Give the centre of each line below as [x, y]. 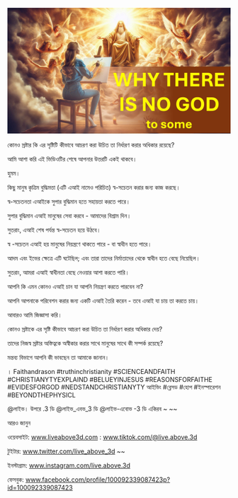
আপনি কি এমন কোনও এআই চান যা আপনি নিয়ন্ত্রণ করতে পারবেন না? [75, 286]
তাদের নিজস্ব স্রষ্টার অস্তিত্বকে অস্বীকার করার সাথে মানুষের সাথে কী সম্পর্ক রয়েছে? [85, 343]
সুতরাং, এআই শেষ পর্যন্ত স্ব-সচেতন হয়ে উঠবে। [54, 230]
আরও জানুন [19, 423]
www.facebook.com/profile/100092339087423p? [98, 480]
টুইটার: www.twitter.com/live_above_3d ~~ [66, 451]
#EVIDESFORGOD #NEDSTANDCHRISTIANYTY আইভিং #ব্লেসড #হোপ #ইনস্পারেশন [114, 387]
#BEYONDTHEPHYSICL [41, 395]
